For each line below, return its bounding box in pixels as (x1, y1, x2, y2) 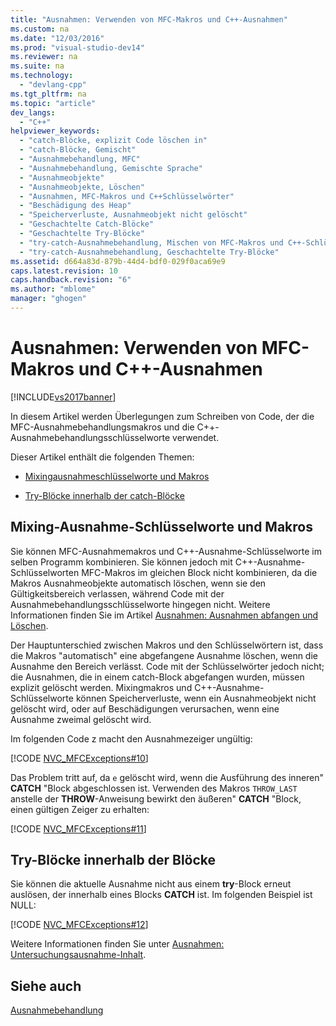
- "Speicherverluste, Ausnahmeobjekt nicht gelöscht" (19, 210, 248, 220)
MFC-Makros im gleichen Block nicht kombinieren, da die (81, 566, 318, 578)
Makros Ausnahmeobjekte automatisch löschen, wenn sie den (10, 577, 267, 589)
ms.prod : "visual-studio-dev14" (10, 42, 145, 53)
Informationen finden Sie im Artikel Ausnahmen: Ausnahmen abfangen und (10, 609, 319, 621)
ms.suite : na (10, 61, 65, 71)
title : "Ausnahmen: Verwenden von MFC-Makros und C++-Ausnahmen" (10, 14, 288, 25)
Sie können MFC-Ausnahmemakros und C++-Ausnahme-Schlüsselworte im (10, 545, 322, 557)
